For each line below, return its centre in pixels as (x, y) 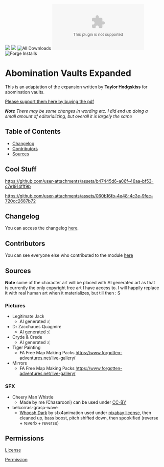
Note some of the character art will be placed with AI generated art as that (80, 283)
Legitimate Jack (28, 316)
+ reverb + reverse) (39, 423)
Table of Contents (33, 132)
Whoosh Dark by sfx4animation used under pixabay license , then (85, 413)
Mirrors (20, 363)
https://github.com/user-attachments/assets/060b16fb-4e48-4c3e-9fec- (79, 196)
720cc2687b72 (21, 201)
